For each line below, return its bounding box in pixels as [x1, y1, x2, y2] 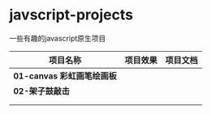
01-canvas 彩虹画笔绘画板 [13, 70, 117, 82]
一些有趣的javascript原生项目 [9, 33, 106, 43]
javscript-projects [9, 6, 133, 24]
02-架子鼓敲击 [13, 85, 71, 96]
